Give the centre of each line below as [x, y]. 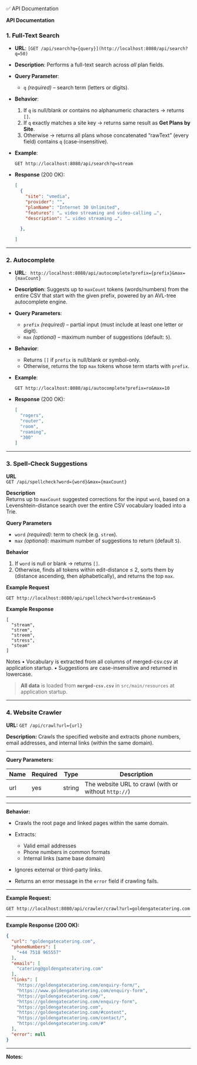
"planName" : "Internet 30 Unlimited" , [73, 207]
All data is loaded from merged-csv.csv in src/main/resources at [97, 685]
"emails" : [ [26, 963]
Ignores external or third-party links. [58, 870]
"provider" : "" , [45, 202]
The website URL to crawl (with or [131, 784]
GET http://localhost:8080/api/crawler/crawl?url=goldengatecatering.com [98, 909]
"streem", [23, 635]
